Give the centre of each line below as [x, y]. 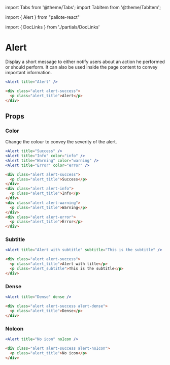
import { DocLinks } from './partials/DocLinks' [53, 27]
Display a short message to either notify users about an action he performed [85, 62]
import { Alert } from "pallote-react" [43, 17]
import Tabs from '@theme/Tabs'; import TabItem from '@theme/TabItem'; [83, 7]
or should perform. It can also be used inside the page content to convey [81, 67]
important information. [29, 72]
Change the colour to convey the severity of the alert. [61, 142]
